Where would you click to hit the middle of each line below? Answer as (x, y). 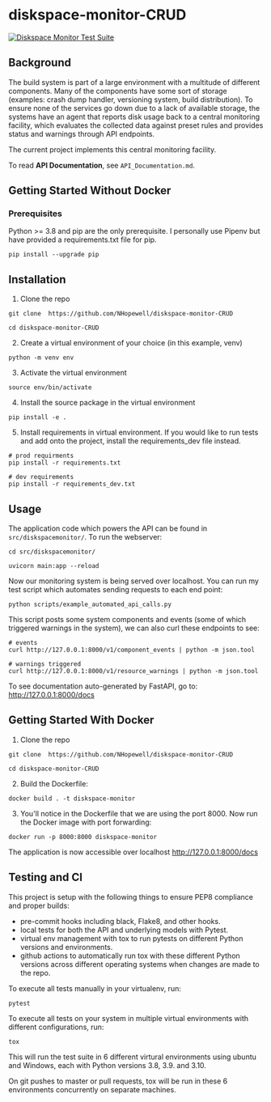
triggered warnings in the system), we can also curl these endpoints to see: (134, 628)
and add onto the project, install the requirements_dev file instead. (130, 441)
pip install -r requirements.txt (65, 463)
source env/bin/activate (50, 388)
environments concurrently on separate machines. (92, 1089)
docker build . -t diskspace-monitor (72, 799)
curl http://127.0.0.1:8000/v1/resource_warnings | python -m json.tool (133, 672)
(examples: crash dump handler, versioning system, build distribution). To (131, 100)
